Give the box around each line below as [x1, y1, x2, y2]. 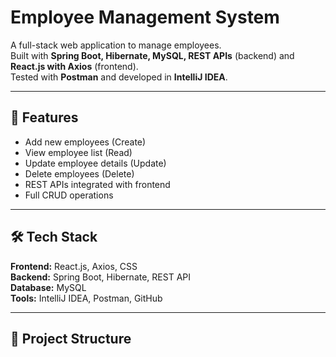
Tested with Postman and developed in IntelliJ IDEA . [10, 71, 228, 83]
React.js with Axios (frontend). [10, 60, 139, 72]
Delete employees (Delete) [24, 167, 135, 180]
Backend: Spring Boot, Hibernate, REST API [10, 271, 191, 283]
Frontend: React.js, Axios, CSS [10, 260, 138, 272]
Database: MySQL [10, 281, 87, 293]
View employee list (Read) [24, 146, 133, 158]
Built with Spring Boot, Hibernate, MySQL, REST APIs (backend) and [10, 49, 295, 61]
